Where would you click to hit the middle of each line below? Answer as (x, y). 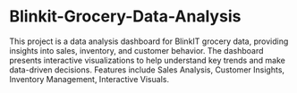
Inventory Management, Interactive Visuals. (89, 79)
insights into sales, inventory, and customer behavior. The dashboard (136, 50)
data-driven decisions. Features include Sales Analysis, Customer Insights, (147, 70)
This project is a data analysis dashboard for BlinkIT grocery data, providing (149, 41)
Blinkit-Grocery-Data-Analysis (125, 17)
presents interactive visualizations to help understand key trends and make (148, 60)
